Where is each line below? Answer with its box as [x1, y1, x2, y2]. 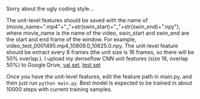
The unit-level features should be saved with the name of [6, 17, 148, 23]
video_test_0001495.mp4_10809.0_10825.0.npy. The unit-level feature [6, 42, 178, 49]
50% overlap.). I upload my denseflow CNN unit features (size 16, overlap [6, 55, 189, 62]
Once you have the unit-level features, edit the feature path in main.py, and [6, 73, 192, 80]
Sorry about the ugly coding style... [6, 5, 94, 12]
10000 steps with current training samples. [6, 86, 113, 92]
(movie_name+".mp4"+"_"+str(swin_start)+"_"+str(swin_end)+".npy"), [6, 23, 181, 30]
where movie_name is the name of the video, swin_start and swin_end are [6, 29, 190, 37]
